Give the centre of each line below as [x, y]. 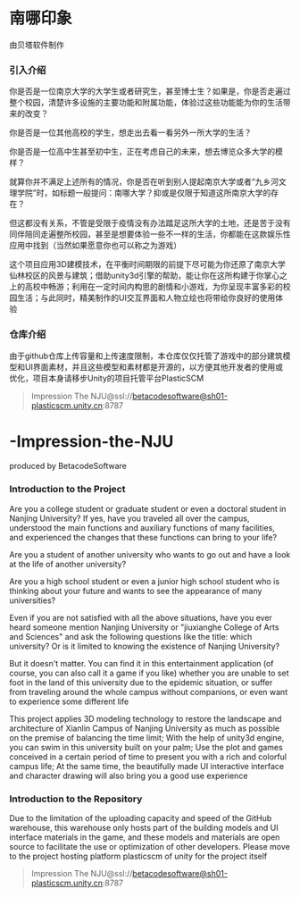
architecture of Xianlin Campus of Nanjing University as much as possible [144, 728]
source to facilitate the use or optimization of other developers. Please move [150, 847]
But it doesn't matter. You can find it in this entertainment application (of [142, 663]
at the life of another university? [68, 564]
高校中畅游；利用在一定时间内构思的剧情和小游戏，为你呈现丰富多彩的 [154, 287]
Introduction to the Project [67, 490]
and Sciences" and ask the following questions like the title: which [131, 636]
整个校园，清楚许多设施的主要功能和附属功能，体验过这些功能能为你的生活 [146, 103]
